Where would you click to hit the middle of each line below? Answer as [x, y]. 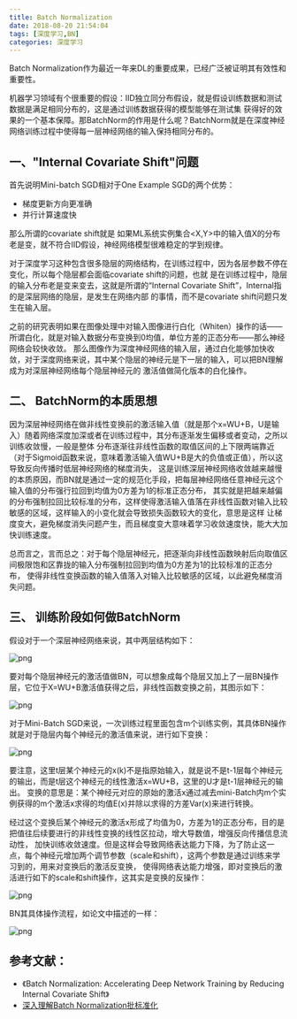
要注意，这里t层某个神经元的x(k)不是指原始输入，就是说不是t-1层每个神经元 [146, 770]
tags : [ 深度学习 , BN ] [44, 34]
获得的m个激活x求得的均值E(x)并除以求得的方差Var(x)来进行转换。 [137, 803]
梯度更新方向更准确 [57, 203]
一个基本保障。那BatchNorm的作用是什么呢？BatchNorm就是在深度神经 [155, 120]
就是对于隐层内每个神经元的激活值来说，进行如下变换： [110, 734]
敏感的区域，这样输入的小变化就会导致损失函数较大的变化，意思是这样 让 [142, 512]
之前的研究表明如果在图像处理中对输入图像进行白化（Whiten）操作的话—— [146, 326]
